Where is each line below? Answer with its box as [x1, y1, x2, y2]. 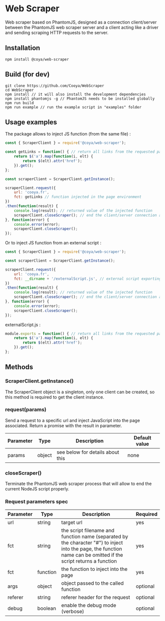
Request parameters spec [5, 498, 68, 505]
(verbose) [61, 608, 84, 615]
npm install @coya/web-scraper [5, 57, 69, 62]
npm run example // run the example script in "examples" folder [5, 105, 141, 109]
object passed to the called [61, 580, 124, 587]
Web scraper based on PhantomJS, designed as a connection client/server [5, 19, 157, 25]
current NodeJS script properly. [5, 486, 70, 492]
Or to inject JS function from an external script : [5, 240, 102, 246]
